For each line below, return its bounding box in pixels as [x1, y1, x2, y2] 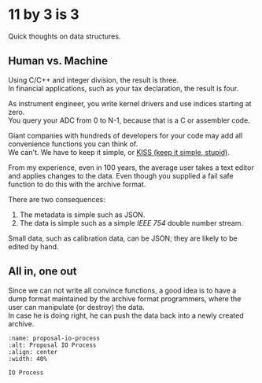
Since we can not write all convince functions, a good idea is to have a [8, 285, 237, 295]
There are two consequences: [8, 194, 106, 204]
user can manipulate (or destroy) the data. [8, 302, 145, 311]
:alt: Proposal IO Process [8, 341, 97, 349]
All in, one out [8, 265, 77, 278]
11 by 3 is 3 [8, 6, 80, 24]
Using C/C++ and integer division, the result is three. [8, 75, 179, 84]
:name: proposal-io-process [8, 334, 101, 342]
